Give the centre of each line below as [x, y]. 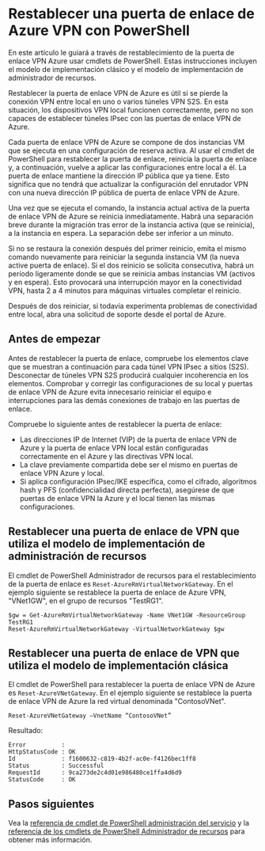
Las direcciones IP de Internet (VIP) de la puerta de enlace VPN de [128, 439]
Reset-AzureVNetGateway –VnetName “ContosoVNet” [90, 716]
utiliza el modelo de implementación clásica [118, 665]
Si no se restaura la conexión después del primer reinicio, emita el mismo [127, 248]
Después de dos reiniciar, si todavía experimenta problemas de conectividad [133, 306]
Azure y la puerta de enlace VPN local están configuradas [114, 447]
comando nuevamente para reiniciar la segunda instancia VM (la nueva [124, 256]
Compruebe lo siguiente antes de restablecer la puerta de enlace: [115, 424]
